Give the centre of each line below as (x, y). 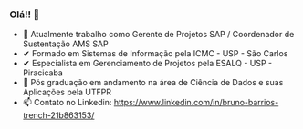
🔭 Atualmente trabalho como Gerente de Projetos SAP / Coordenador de (158, 35)
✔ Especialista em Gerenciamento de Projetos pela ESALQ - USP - (147, 64)
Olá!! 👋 (25, 15)
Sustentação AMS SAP (65, 44)
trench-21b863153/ (58, 115)
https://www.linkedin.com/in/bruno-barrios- (196, 103)
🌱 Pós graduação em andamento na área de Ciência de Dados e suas (153, 83)
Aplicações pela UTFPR (67, 92)
